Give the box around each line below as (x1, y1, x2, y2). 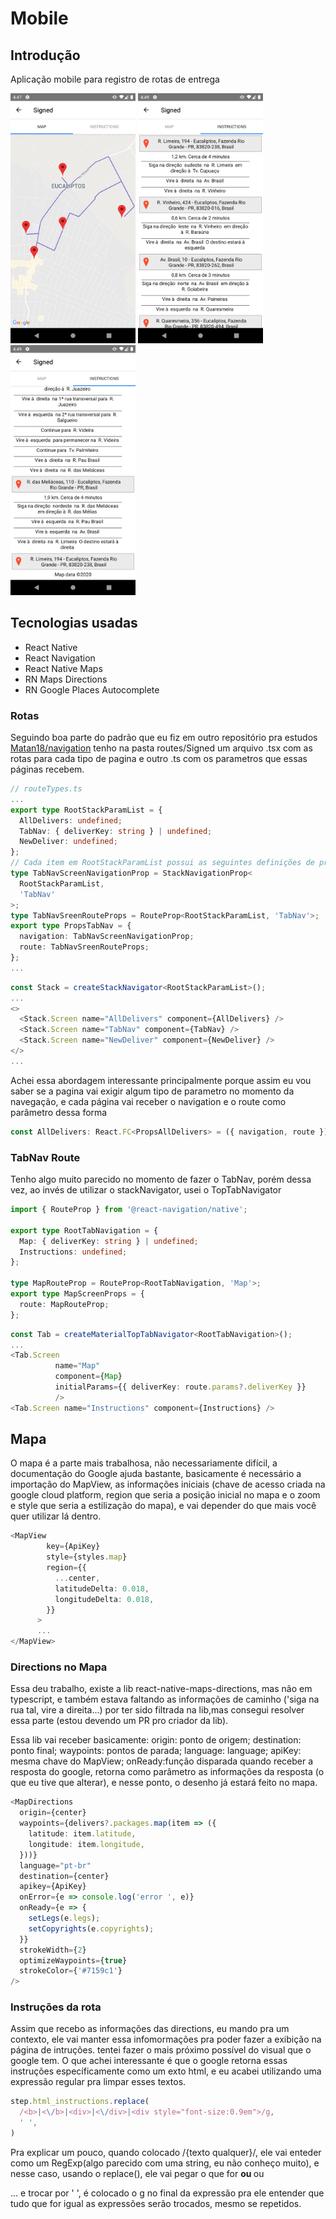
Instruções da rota (10, 2000, 102, 2014)
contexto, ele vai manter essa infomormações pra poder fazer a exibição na (10, 2033, 322, 2046)
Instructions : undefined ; (19, 1247, 128, 1257)
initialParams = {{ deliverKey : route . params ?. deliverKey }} (54, 1382, 307, 1392)
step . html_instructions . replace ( (10, 2097, 150, 2107)
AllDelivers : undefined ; (19, 815, 123, 826)
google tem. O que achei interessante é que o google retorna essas (10, 2055, 288, 2067)
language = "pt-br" (19, 1860, 92, 1871)
